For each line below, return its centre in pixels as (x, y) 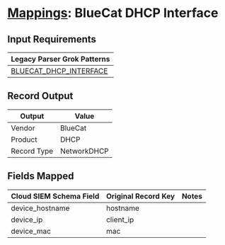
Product (24, 139)
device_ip (27, 220)
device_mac (31, 231)
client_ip (120, 220)
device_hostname (40, 208)
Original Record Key (140, 196)
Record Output (40, 96)
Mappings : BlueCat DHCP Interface (113, 13)
